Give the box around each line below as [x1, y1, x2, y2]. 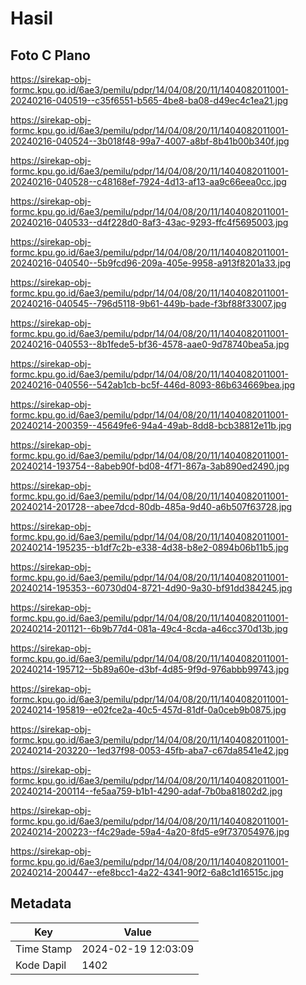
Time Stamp [15, 942, 73, 956]
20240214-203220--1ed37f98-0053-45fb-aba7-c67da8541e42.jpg [10, 745, 290, 756]
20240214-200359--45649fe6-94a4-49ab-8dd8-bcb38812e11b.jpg [10, 420, 292, 431]
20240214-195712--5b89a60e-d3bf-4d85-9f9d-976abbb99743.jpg [10, 663, 290, 675]
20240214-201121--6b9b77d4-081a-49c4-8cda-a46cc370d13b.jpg [10, 623, 288, 634]
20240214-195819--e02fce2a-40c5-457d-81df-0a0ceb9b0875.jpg [10, 704, 287, 716]
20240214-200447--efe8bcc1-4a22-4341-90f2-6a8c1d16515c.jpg [10, 867, 284, 878]
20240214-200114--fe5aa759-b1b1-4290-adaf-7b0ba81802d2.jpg [10, 785, 283, 797]
